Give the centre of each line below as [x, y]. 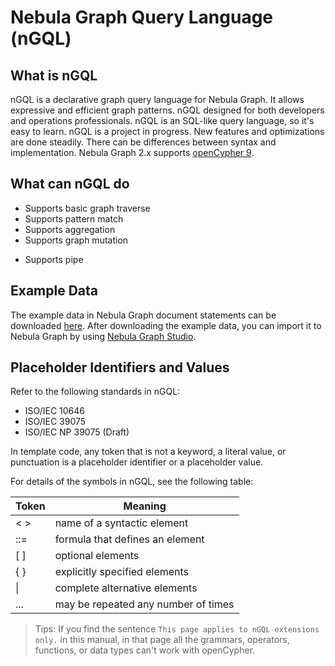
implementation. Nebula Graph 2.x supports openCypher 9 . [132, 152]
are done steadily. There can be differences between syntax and [143, 142]
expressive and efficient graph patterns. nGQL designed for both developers [167, 110]
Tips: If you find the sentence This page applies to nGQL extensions [177, 629]
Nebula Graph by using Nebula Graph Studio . [103, 336]
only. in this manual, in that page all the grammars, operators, [162, 640]
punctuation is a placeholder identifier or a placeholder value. [137, 462]
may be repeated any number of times [144, 604]
